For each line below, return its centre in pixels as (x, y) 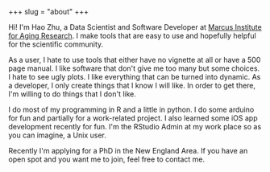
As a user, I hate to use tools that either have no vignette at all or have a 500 (135, 60)
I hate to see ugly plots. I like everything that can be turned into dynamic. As (135, 77)
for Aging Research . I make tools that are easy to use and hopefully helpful (132, 36)
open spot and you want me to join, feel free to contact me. (107, 159)
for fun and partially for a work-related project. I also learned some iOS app (133, 118)
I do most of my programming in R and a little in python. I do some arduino (131, 109)
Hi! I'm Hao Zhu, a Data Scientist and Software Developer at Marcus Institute (135, 27)
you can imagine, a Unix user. (58, 135)
